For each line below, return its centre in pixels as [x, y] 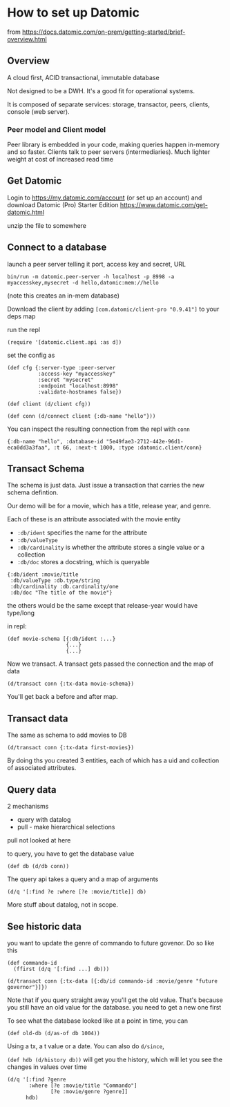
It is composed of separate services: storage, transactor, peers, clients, [109, 104]
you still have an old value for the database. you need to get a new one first [114, 1007]
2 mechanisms [28, 807]
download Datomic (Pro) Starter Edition [63, 204]
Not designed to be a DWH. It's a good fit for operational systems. [101, 90]
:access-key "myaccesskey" [77, 374]
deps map [21, 316]
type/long [21, 613]
